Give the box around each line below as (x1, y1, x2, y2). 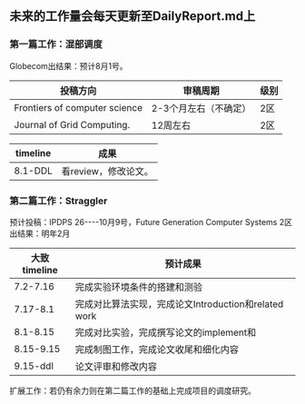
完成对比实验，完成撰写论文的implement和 (74, 326, 257, 339)
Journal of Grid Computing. (14, 118, 131, 131)
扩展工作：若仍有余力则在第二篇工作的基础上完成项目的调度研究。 (9, 385, 256, 396)
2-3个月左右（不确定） (151, 102, 251, 114)
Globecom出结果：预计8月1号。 (9, 60, 128, 71)
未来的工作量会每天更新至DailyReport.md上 (9, 8, 256, 25)
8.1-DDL (14, 164, 53, 177)
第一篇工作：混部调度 (9, 38, 103, 51)
